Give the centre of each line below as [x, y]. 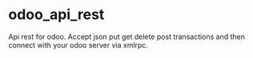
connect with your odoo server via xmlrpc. [78, 44]
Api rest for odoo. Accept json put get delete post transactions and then [127, 37]
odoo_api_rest [56, 15]
